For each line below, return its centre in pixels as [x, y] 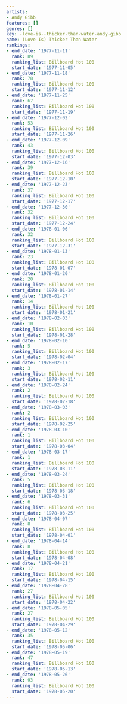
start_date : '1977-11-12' [44, 90]
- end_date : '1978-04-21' [38, 563]
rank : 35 [22, 636]
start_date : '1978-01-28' [44, 335]
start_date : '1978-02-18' [44, 402]
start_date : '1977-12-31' [44, 246]
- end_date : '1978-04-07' [38, 519]
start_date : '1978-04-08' [44, 558]
